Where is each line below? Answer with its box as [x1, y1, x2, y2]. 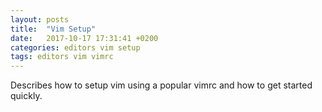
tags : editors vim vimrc [10, 52, 114, 62]
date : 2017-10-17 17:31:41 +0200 [10, 33, 159, 43]
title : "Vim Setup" [10, 24, 97, 34]
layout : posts [10, 14, 70, 25]
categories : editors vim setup [10, 42, 141, 53]
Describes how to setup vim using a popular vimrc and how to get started [10, 79, 313, 91]
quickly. [10, 90, 43, 102]
